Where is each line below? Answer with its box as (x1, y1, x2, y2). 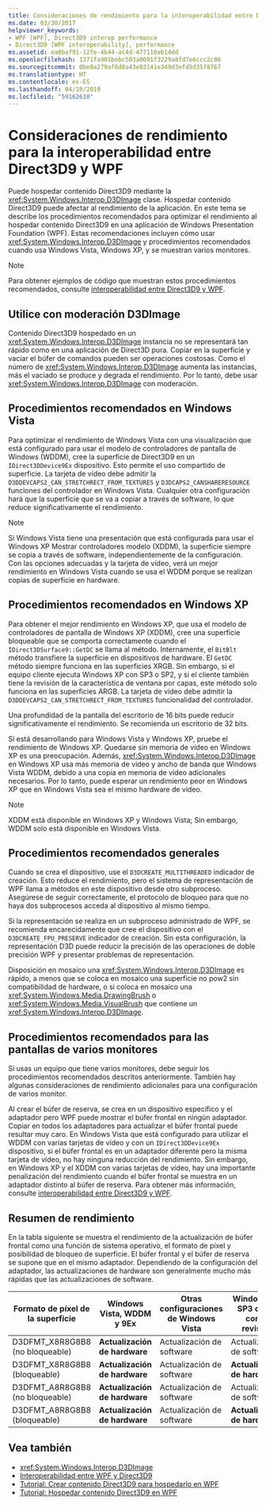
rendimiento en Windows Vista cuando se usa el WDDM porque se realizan (8, 567, 253, 576)
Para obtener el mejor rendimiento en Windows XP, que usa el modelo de (8, 619, 247, 629)
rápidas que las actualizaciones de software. (8, 1275, 154, 1284)
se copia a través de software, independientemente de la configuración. (8, 549, 243, 559)
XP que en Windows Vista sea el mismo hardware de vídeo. (8, 785, 203, 794)
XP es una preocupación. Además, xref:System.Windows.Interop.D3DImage (8, 751, 256, 760)
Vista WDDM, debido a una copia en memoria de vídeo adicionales (8, 767, 226, 777)
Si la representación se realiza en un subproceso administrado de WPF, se (8, 916, 251, 926)
